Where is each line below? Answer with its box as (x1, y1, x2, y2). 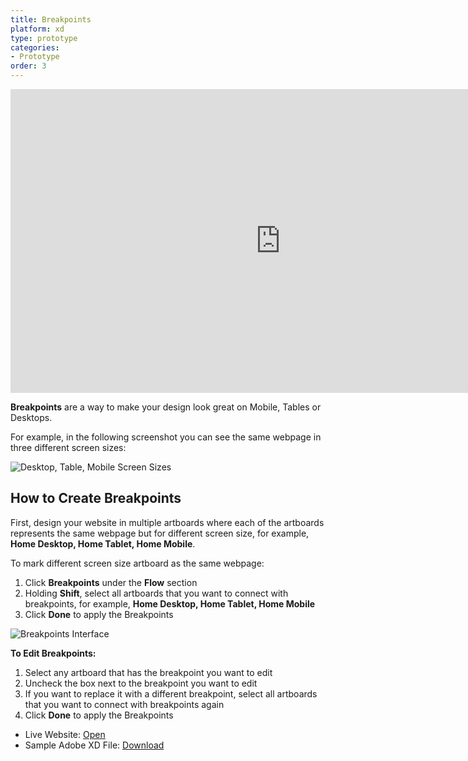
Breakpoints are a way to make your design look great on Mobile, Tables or (10, 401, 322, 413)
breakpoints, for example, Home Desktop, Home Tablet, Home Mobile (24, 597, 316, 610)
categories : (10, 42, 60, 53)
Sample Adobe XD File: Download (24, 739, 165, 751)
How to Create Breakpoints (10, 490, 182, 507)
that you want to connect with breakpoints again (24, 698, 225, 710)
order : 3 (10, 61, 47, 71)
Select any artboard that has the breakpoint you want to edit (24, 666, 273, 678)
